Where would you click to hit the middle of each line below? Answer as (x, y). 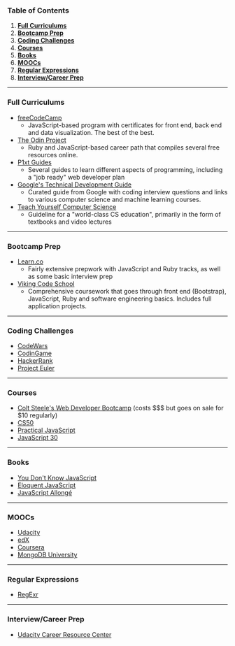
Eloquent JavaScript (47, 485)
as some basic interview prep (70, 276)
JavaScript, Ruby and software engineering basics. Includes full (120, 299)
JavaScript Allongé (44, 492)
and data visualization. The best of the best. (91, 132)
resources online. (53, 155)
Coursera (31, 547)
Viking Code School (46, 283)
